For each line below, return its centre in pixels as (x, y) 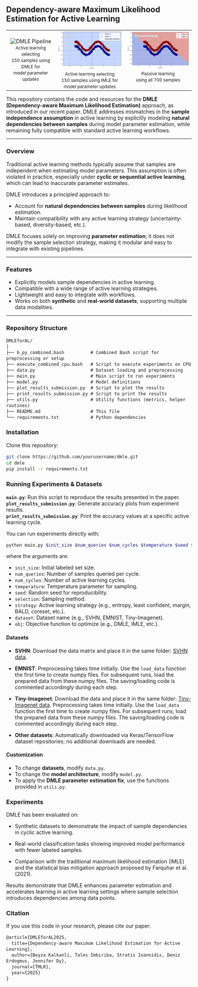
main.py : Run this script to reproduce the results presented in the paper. (93, 497)
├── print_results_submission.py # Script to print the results (87, 394)
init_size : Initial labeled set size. (55, 567)
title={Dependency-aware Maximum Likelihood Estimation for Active (96, 943)
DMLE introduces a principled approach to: (58, 194)
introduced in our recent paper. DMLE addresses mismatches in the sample (98, 112)
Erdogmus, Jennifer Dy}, (37, 961)
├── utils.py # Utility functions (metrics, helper (96, 400)
